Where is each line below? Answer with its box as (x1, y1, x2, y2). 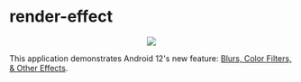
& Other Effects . (9, 62, 68, 73)
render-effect (9, 6, 114, 27)
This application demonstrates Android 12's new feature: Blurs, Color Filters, (9, 52, 292, 64)
